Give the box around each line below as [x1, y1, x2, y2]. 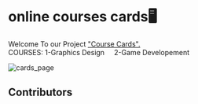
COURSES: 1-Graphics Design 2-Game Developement [8, 47, 190, 57]
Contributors [8, 86, 73, 99]
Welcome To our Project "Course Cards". [8, 39, 141, 49]
